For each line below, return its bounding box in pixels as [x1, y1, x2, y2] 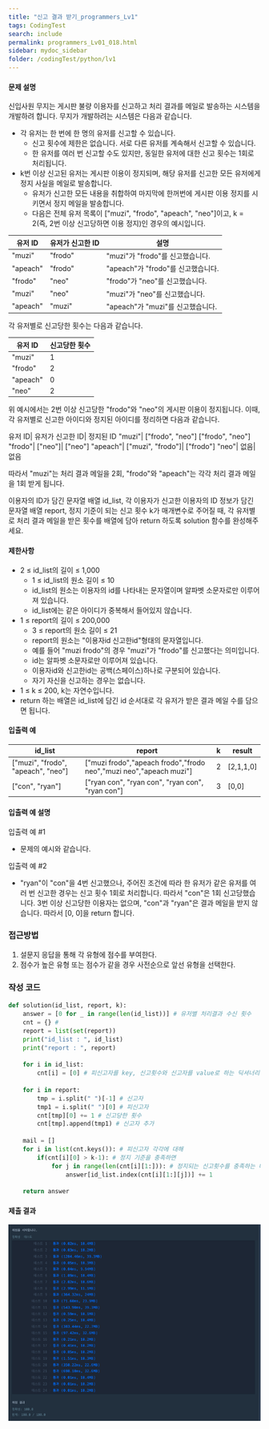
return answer [22, 1188, 70, 1196]
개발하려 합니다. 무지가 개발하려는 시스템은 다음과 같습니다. [8, 111, 192, 121]
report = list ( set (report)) [22, 1026, 116, 1034]
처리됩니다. [31, 159, 67, 168]
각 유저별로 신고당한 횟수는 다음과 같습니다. [8, 321, 143, 330]
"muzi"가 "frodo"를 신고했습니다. [106, 251, 211, 261]
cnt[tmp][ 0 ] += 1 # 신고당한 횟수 [37, 1111, 143, 1119]
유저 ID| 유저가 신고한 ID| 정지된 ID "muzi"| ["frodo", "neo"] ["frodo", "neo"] [8, 431, 251, 441]
